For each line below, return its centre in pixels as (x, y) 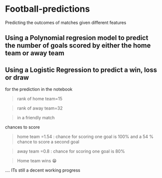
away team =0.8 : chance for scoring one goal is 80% (71, 151)
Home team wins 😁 (37, 161)
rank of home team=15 (40, 99)
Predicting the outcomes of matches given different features (66, 22)
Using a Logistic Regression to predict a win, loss (81, 70)
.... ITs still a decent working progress (43, 170)
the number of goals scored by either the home (78, 46)
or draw (17, 78)
